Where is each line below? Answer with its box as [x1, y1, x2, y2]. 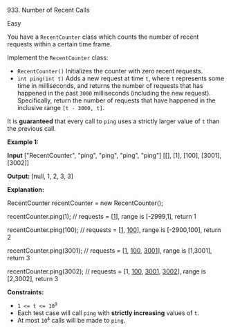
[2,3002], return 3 [7, 275, 59, 283]
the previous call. [7, 125, 57, 132]
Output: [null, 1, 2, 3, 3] [7, 172, 74, 180]
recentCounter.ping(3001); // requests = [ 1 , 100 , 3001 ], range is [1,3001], [7, 247, 212, 255]
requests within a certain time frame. [7, 40, 112, 48]
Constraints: [7, 288, 44, 296]
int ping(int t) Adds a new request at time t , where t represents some [17, 74, 225, 82]
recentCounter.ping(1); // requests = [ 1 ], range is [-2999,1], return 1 [7, 213, 196, 220]
